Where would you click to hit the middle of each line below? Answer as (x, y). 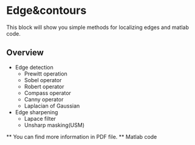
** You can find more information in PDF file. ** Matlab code (82, 137)
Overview (25, 53)
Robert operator (44, 86)
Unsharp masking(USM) (54, 125)
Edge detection (34, 67)
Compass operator (48, 93)
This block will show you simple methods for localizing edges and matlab (98, 27)
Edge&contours (46, 11)
